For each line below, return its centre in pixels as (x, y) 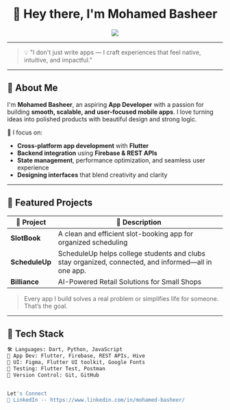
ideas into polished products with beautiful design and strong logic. (102, 119)
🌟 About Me (33, 88)
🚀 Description (139, 222)
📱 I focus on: (25, 132)
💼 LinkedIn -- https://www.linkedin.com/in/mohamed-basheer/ (96, 400)
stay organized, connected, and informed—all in (135, 262)
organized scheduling (93, 242)
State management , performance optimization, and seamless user (111, 160)
